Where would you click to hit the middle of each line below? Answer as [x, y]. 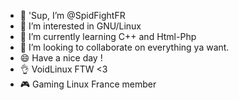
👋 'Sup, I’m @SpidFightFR [72, 15]
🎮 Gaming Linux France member [88, 84]
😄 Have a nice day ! [61, 58]
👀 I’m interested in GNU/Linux [80, 26]
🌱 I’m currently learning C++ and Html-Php [108, 36]
